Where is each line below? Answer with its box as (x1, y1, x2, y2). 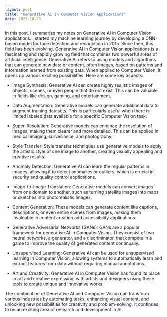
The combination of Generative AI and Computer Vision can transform (5, 291, 149, 297)
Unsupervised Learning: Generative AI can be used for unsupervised (12, 250, 154, 256)
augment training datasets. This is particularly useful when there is (12, 108, 150, 114)
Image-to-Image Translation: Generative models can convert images (12, 184, 153, 190)
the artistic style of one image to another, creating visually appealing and (12, 148, 163, 155)
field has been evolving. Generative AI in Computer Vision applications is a (5, 46, 158, 52)
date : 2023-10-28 (5, 16, 41, 21)
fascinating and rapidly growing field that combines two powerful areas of (5, 51, 157, 57)
